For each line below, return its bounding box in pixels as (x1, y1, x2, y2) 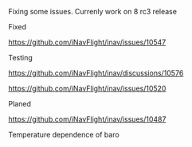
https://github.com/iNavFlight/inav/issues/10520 (8, 83, 167, 93)
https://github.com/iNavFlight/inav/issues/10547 (8, 37, 167, 47)
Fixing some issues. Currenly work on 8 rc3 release (8, 7, 178, 16)
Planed (8, 99, 32, 108)
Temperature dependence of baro (8, 130, 120, 139)
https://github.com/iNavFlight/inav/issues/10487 (8, 114, 167, 124)
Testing (8, 53, 33, 62)
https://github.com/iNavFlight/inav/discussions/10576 (8, 68, 184, 78)
